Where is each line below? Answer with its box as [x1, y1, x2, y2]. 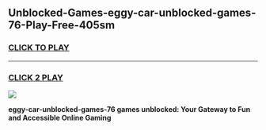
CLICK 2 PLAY [8, 72, 63, 83]
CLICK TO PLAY [8, 43, 70, 54]
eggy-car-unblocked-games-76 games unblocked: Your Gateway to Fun [8, 104, 251, 113]
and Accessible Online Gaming [8, 113, 112, 122]
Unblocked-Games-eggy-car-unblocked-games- [8, 6, 256, 20]
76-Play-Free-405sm [8, 19, 116, 32]
